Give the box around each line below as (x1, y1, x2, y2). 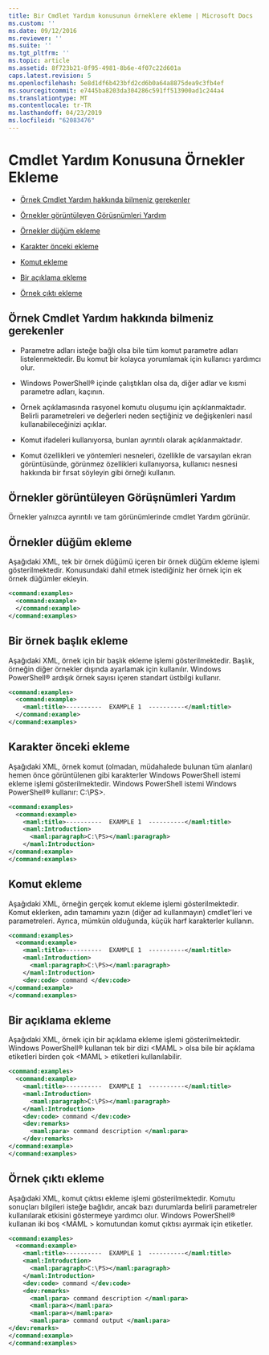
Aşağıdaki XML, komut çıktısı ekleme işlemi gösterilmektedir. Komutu (8, 1193, 235, 1203)
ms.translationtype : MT (8, 94, 88, 102)
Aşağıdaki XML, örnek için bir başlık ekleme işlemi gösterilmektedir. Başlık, (8, 655, 255, 665)
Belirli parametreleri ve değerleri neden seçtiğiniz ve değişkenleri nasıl (19, 411, 253, 421)
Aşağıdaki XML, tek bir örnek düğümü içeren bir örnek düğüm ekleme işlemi (8, 556, 259, 567)
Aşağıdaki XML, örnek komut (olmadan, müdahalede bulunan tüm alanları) (8, 762, 253, 771)
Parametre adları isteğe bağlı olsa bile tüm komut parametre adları (19, 345, 238, 355)
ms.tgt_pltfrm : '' (8, 49, 70, 57)
